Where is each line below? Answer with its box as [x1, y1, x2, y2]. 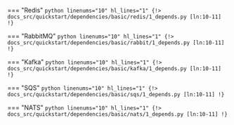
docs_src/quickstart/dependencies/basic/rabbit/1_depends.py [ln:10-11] [7, 39, 225, 46]
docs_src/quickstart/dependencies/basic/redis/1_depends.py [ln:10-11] [7, 13, 221, 20]
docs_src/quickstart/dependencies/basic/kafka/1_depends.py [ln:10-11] [7, 65, 221, 72]
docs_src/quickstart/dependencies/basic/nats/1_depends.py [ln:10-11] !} [7, 111, 228, 118]
